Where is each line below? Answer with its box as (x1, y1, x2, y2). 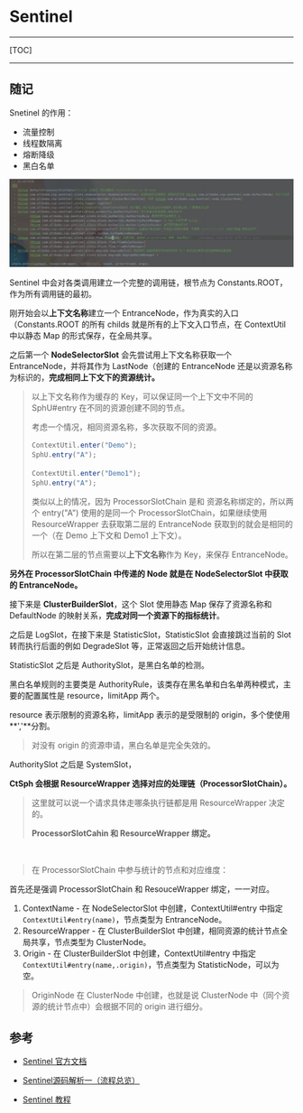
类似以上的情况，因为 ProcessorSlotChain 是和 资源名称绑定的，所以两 (31, 496, 294, 507)
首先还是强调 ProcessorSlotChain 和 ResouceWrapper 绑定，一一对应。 (9, 884, 275, 895)
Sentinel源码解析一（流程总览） (22, 1074, 141, 1085)
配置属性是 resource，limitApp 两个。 (24, 691, 165, 701)
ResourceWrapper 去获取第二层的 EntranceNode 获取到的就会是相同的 (31, 519, 293, 530)
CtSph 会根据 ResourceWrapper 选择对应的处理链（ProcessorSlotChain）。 (9, 778, 292, 789)
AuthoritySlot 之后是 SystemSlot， (9, 759, 137, 770)
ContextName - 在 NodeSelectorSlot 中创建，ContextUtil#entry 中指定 (22, 903, 283, 914)
